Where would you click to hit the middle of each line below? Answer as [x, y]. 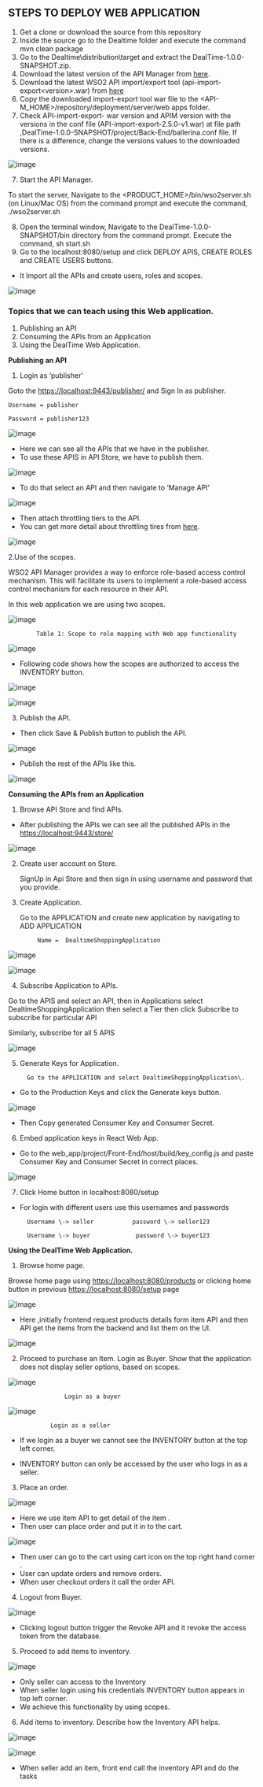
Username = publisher [44, 405]
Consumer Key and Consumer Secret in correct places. [109, 1162]
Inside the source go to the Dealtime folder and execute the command [133, 40]
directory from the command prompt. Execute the [152, 235]
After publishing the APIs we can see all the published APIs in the [125, 825]
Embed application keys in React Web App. [89, 1138]
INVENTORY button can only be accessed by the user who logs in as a [133, 1464]
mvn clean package [51, 48]
